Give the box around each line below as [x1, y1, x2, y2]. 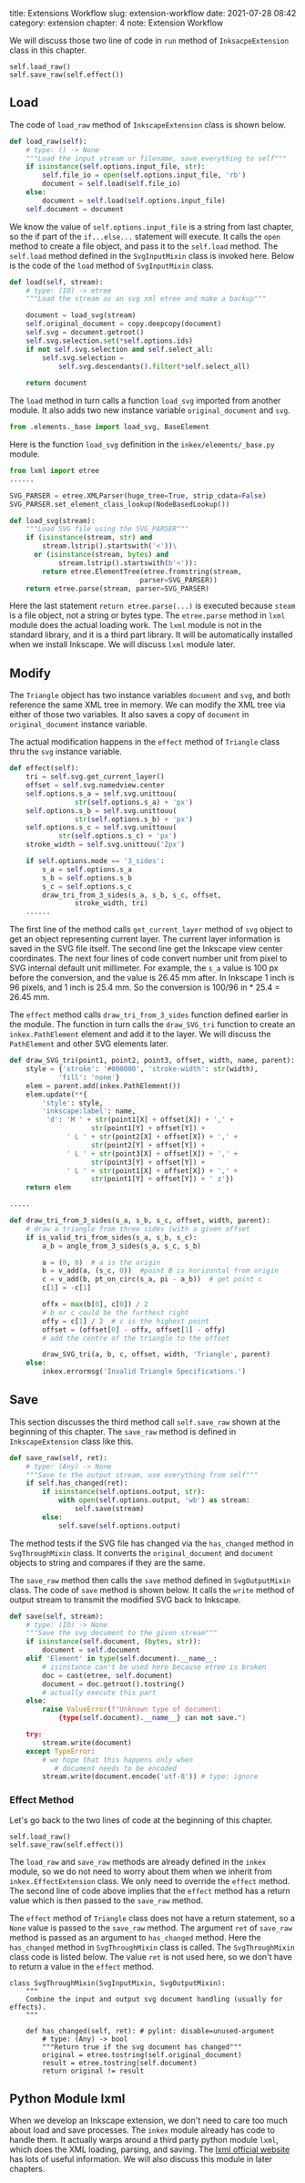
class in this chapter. [9, 45, 86, 56]
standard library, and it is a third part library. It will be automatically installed [9, 629, 293, 641]
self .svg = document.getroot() [25, 328, 145, 337]
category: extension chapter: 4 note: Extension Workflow [9, 17, 224, 28]
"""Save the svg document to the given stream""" [25, 1629, 219, 1638]
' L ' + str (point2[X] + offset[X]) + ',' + [66, 1132, 239, 1141]
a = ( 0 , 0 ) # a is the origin [42, 1258, 161, 1267]
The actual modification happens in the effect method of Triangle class [9, 736, 280, 747]
